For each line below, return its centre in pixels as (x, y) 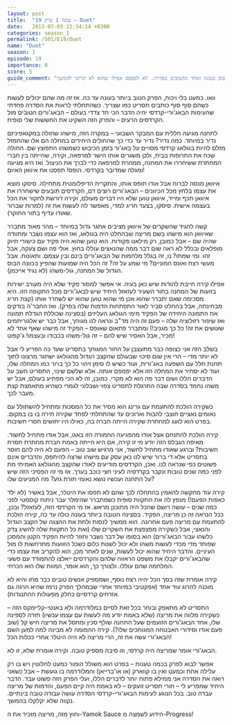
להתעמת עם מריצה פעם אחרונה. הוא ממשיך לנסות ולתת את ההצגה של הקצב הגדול (116, 522)
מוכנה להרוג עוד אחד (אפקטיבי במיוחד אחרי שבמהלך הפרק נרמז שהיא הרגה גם (110, 587)
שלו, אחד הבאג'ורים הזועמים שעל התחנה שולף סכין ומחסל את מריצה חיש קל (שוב (114, 622)
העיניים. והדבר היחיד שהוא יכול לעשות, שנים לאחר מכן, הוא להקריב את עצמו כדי (111, 551)
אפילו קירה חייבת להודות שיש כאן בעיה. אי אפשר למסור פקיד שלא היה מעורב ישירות (116, 284)
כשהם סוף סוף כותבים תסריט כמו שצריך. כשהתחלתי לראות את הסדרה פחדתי (108, 105)
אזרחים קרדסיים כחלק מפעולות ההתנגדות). (63, 594)
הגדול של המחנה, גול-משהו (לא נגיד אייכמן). (65, 270)
